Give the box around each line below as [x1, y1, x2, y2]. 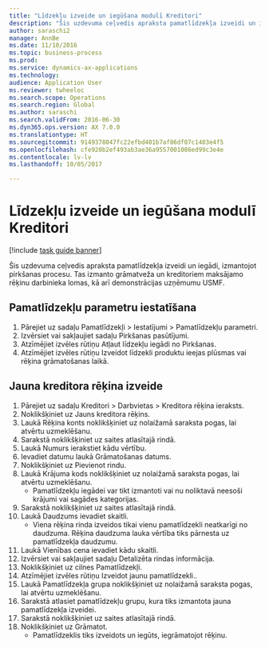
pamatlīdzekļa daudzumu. [32, 537, 118, 546]
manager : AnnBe [9, 34, 60, 42]
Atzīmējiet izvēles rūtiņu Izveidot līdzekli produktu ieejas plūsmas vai [20, 347, 247, 357]
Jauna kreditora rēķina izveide [9, 379, 163, 393]
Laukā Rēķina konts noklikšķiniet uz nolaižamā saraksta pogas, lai [20, 418, 237, 427]
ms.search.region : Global [9, 101, 95, 109]
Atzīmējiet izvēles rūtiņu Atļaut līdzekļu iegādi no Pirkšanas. [20, 339, 216, 349]
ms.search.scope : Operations [9, 94, 106, 102]
